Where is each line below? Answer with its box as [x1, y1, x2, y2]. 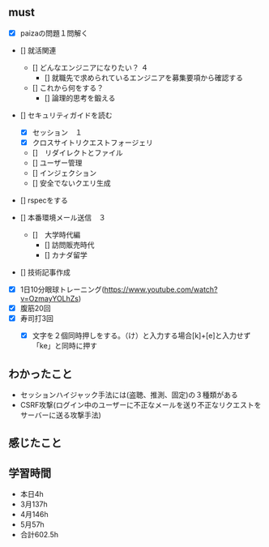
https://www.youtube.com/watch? [104, 284, 218, 294]
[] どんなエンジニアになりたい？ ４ [32, 62, 148, 72]
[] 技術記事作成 [19, 267, 70, 277]
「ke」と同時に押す [32, 341, 98, 351]
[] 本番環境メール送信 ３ [19, 213, 106, 222]
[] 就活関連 [19, 45, 57, 55]
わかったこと [8, 367, 73, 381]
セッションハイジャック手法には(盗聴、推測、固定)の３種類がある [19, 390, 239, 400]
